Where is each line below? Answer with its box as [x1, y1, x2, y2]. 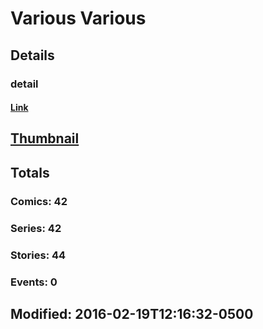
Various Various [10, 7, 147, 30]
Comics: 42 [10, 194, 68, 208]
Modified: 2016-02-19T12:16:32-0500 [10, 305, 254, 322]
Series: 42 [10, 221, 62, 235]
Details [10, 47, 55, 64]
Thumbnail [10, 130, 80, 147]
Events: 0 [10, 275, 58, 289]
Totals [10, 164, 50, 181]
